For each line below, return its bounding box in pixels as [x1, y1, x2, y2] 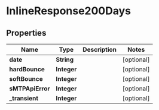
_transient [9, 94, 39, 102]
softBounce [9, 75, 43, 83]
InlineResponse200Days [6, 4, 132, 18]
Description [82, 46, 117, 54]
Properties [6, 28, 47, 38]
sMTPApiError [9, 84, 50, 93]
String [56, 55, 74, 64]
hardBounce [9, 65, 45, 73]
